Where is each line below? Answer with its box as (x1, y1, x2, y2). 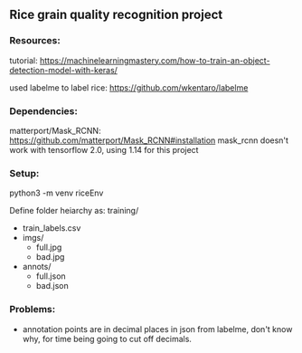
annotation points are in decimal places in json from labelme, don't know (22, 323, 293, 334)
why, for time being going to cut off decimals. (22, 333, 193, 344)
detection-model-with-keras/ (9, 64, 118, 75)
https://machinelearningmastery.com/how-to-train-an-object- (39, 54, 270, 66)
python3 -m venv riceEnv (9, 187, 104, 198)
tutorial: (9, 54, 38, 66)
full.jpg (35, 242, 62, 253)
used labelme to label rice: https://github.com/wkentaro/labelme (9, 81, 249, 93)
